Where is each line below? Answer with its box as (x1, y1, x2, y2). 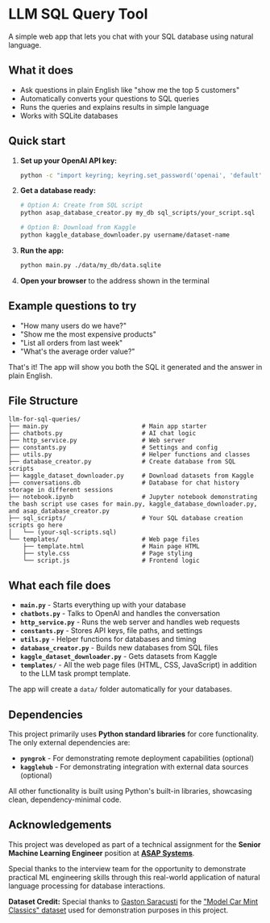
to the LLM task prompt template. (19, 669, 131, 678)
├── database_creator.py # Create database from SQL (8, 458, 236, 466)
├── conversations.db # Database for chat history (8, 479, 240, 487)
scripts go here (8, 522, 63, 530)
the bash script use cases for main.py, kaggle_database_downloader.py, (8, 500, 258, 509)
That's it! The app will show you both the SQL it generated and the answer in (8, 362, 263, 371)
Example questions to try (8, 300, 137, 313)
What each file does (8, 578, 111, 592)
